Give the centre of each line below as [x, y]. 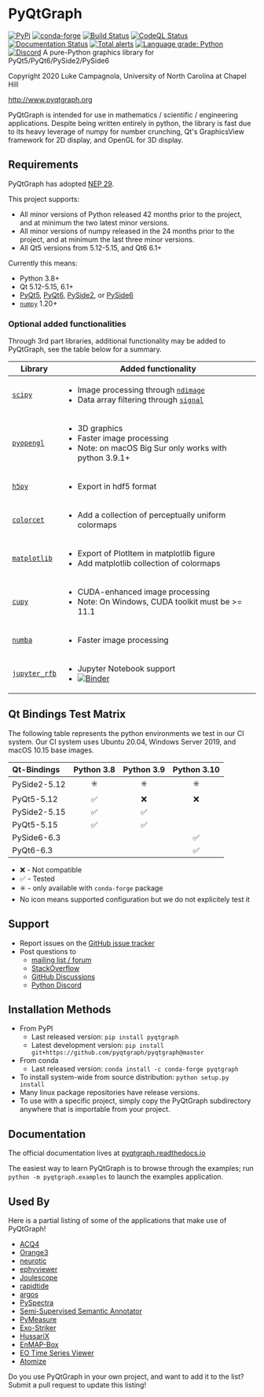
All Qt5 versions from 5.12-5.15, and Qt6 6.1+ [91, 247]
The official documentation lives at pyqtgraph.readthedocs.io [107, 1153]
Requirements [43, 165]
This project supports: [44, 199]
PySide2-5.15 [39, 812]
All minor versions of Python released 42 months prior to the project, [130, 214]
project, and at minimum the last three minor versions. [107, 239]
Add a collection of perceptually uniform [152, 515]
